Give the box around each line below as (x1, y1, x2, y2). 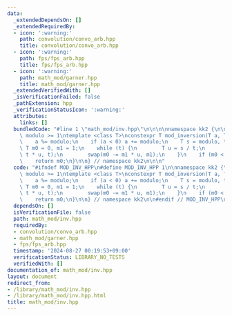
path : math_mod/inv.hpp (13, 215, 81, 222)
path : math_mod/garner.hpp (19, 74, 97, 81)
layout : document (7, 273, 57, 280)
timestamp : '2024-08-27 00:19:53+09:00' (13, 248, 131, 255)
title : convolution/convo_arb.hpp (19, 42, 119, 49)
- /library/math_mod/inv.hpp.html (7, 293, 107, 299)
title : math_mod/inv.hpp (7, 299, 79, 306)
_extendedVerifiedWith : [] (13, 87, 91, 94)
